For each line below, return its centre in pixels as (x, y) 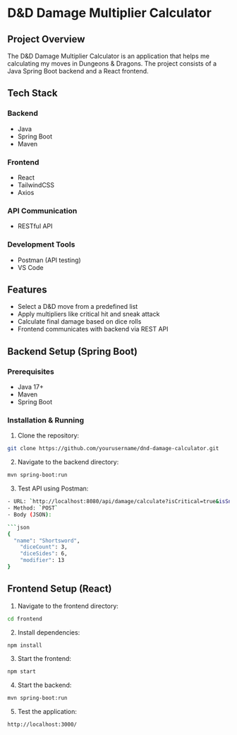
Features (27, 289)
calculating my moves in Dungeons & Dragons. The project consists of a (112, 64)
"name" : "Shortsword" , (47, 541)
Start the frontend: (44, 659)
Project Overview (46, 39)
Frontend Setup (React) (60, 589)
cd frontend (25, 619)
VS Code (30, 267)
